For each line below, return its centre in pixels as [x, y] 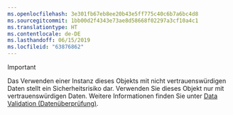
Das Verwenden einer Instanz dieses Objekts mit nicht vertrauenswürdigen [117, 81]
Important [22, 67]
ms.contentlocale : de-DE [44, 34]
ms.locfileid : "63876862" [45, 47]
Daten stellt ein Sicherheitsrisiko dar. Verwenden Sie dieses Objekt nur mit [116, 88]
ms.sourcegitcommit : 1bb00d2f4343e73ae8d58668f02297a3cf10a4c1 [103, 21]
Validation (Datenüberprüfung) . [53, 103]
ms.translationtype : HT [43, 27]
